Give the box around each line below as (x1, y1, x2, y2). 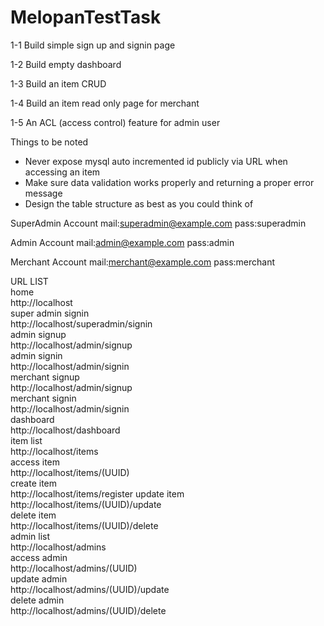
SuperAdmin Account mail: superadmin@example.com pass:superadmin (10, 217, 307, 229)
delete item (10, 509, 57, 521)
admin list (10, 530, 51, 542)
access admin (10, 551, 68, 563)
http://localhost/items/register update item (10, 487, 185, 500)
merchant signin (10, 392, 77, 404)
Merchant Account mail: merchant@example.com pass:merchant (10, 256, 276, 268)
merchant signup (10, 371, 80, 383)
